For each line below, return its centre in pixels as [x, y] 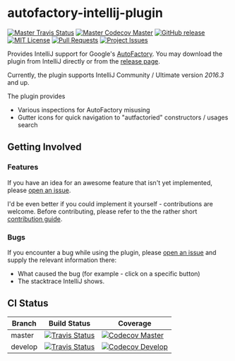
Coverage [134, 323]
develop [24, 346]
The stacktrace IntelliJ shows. [61, 281]
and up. [18, 82]
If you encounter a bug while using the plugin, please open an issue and [112, 252]
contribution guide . [35, 219]
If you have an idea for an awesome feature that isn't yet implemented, [110, 182]
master [22, 335]
